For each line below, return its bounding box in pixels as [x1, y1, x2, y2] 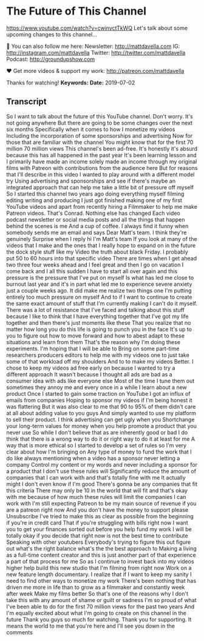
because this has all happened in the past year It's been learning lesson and [6, 151, 197, 158]
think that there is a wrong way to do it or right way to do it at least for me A [6, 435, 195, 443]
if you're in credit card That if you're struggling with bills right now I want [6, 519, 188, 526]
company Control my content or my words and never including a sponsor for [6, 461, 197, 468]
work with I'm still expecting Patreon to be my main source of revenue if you [6, 500, 197, 507]
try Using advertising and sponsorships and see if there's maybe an [6, 177, 176, 185]
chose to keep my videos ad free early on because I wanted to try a [6, 364, 175, 371]
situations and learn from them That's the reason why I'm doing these [6, 338, 181, 345]
